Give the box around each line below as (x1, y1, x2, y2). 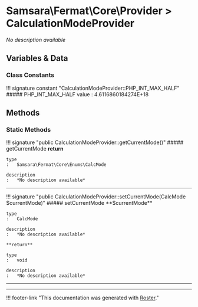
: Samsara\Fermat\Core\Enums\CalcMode (6, 162, 107, 168)
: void (6, 257, 28, 263)
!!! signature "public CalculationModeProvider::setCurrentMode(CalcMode (6, 193, 186, 200)
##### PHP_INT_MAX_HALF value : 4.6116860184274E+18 (6, 90, 149, 98)
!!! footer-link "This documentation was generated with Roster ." (6, 294, 159, 302)
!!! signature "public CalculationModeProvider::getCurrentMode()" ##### (6, 139, 184, 146)
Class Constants (6, 71, 55, 79)
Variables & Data (6, 53, 68, 63)
